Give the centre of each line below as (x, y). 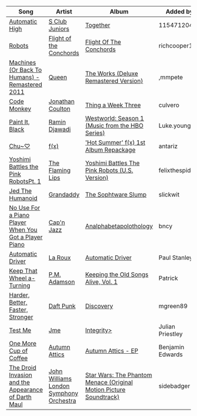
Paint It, (20, 122)
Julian (167, 327)
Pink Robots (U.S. (109, 170)
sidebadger (174, 386)
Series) (95, 133)
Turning (20, 285)
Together (97, 25)
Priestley (171, 334)
